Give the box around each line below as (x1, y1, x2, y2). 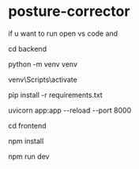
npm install (8, 136, 44, 145)
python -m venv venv (8, 59, 77, 69)
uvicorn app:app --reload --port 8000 (8, 106, 132, 115)
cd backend (8, 44, 47, 53)
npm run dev (8, 152, 50, 161)
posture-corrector (8, 2, 130, 21)
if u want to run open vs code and (8, 29, 118, 38)
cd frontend (8, 121, 47, 130)
